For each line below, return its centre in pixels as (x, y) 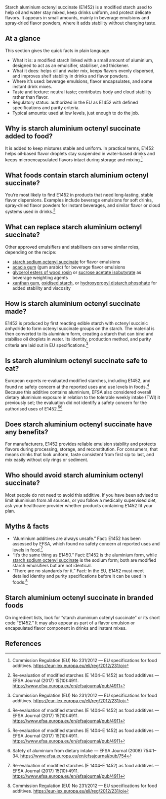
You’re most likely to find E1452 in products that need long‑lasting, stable (79, 195)
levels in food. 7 (27, 549)
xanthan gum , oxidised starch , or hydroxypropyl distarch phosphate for (84, 283)
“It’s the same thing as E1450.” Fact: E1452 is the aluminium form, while (84, 555)
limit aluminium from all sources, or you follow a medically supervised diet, (81, 500)
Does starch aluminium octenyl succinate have (79, 424)
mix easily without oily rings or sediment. (47, 460)
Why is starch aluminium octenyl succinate (73, 129)
